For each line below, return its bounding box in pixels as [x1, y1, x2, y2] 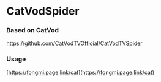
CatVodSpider [6, 4, 80, 18]
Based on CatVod [6, 26, 59, 35]
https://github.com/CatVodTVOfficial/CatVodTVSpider [6, 39, 143, 47]
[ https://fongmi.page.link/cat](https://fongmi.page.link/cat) [6, 69, 155, 76]
